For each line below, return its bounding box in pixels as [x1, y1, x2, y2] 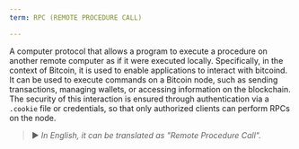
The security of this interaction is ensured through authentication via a [9, 93, 269, 104]
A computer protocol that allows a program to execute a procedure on [9, 46, 268, 57]
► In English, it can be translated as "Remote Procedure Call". [31, 129, 262, 140]
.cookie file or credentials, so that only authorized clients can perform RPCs [9, 102, 290, 113]
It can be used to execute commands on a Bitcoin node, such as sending [9, 74, 278, 85]
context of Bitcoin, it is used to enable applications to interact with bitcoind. [9, 65, 288, 75]
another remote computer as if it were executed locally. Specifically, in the [9, 55, 284, 66]
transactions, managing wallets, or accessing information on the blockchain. [9, 83, 292, 94]
